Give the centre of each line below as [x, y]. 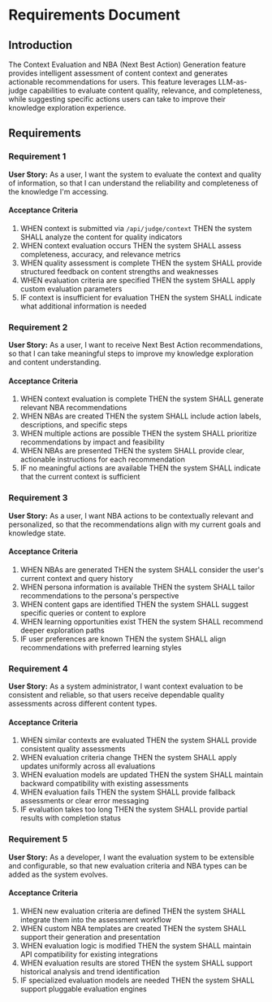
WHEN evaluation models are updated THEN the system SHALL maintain [142, 775]
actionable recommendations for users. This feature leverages [112, 82]
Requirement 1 [37, 156]
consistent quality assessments [73, 749]
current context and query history [77, 578]
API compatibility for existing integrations [89, 954]
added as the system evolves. [58, 874]
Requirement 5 [38, 839]
